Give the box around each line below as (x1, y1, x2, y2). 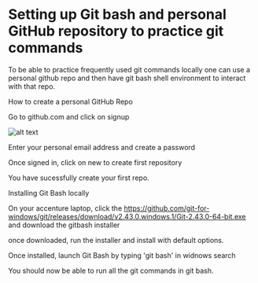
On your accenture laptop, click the (8, 203, 123, 213)
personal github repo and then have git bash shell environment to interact (8, 73, 246, 83)
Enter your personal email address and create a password (8, 142, 195, 152)
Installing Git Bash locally (8, 188, 90, 197)
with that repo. (8, 81, 56, 91)
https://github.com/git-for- (123, 203, 210, 213)
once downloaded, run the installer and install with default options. (8, 235, 224, 244)
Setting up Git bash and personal (8, 6, 227, 24)
